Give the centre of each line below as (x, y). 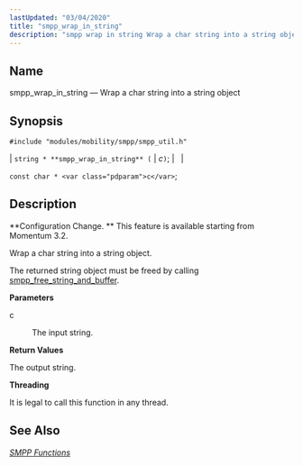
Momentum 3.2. (39, 235)
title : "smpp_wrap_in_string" (66, 26)
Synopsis (36, 121)
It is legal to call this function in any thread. (89, 402)
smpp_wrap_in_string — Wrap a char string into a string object (125, 93)
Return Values (37, 350)
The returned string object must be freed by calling (104, 270)
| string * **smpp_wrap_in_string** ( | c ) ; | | (97, 158)
